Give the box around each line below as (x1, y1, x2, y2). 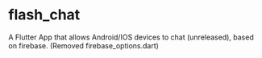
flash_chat (8, 6, 81, 24)
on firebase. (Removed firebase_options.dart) (8, 40, 160, 50)
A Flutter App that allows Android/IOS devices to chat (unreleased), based (8, 32, 254, 42)
